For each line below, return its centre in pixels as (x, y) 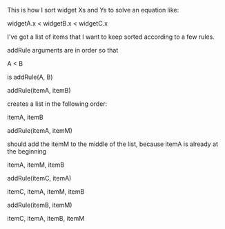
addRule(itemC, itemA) (39, 178)
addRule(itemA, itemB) (39, 90)
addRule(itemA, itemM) (40, 130)
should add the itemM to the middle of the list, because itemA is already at (113, 144)
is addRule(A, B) (30, 77)
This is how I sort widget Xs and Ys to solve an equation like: (93, 10)
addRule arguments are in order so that (63, 50)
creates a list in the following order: (57, 104)
